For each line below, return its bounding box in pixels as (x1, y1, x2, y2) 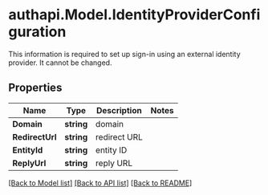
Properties (8, 81, 63, 95)
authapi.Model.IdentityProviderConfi (8, 6, 261, 24)
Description (95, 104, 142, 116)
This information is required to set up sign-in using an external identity (8, 49, 241, 59)
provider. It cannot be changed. (8, 58, 112, 67)
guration (8, 22, 67, 41)
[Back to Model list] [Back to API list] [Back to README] (8, 178, 193, 188)
